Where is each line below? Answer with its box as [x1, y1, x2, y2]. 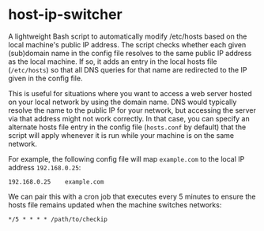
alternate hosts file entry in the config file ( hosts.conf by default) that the [8, 122, 247, 132]
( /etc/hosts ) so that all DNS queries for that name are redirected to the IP [8, 65, 247, 74]
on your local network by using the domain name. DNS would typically [8, 97, 237, 106]
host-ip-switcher [8, 6, 123, 24]
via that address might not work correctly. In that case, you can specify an [8, 114, 251, 123]
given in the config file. [8, 73, 83, 83]
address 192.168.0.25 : [8, 162, 81, 172]
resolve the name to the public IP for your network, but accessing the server [8, 105, 257, 115]
